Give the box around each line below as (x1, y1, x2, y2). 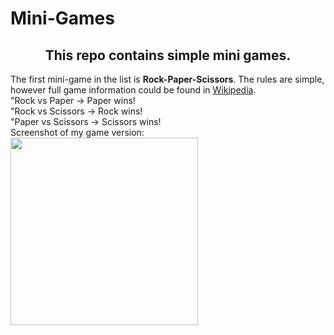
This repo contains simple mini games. (44, 47, 292, 64)
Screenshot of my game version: (10, 127, 145, 138)
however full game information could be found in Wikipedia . (10, 84, 257, 96)
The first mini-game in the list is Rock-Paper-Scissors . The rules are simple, (10, 73, 325, 85)
